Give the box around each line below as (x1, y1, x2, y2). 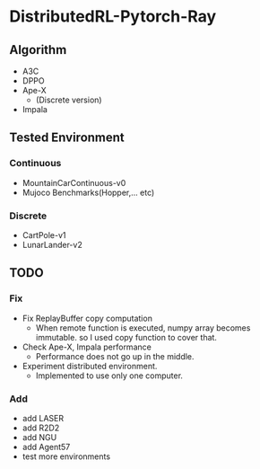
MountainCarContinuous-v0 (22, 177, 126, 188)
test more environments (22, 451, 110, 462)
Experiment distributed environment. (22, 360, 158, 371)
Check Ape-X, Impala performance (22, 341, 152, 352)
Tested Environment (9, 130, 126, 146)
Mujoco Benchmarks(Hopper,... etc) (22, 187, 155, 198)
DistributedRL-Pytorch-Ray (9, 6, 217, 27)
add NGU (22, 431, 57, 442)
